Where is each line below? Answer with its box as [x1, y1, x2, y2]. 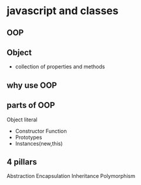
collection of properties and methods [15, 63, 105, 70]
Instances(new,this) [15, 140, 63, 147]
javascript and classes [6, 4, 119, 18]
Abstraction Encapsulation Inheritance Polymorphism [6, 173, 136, 180]
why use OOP [6, 80, 58, 90]
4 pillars [6, 157, 37, 167]
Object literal [6, 116, 38, 123]
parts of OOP [6, 100, 55, 110]
